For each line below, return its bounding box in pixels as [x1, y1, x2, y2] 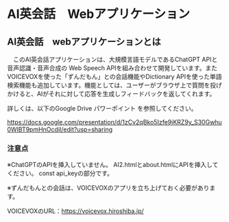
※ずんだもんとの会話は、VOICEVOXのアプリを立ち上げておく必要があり [7, 184, 210, 192]
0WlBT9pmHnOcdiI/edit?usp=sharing [7, 125, 113, 133]
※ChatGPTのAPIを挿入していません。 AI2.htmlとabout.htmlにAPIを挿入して [7, 161, 219, 169]
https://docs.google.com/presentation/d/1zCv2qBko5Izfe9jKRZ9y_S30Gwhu [7, 118, 222, 126]
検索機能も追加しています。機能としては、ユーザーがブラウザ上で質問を [7, 81, 210, 89]
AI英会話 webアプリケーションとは [7, 36, 161, 47]
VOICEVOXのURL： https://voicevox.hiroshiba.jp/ [7, 207, 144, 215]
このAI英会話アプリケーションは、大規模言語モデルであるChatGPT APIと [12, 56, 218, 63]
